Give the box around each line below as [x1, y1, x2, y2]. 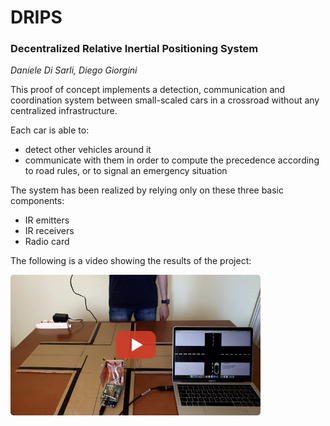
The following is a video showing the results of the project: [10, 255, 252, 267]
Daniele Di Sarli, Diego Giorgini [10, 64, 138, 76]
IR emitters [24, 214, 70, 226]
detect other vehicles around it [24, 144, 152, 156]
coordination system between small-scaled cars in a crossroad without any [10, 94, 320, 106]
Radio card [24, 236, 70, 248]
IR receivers [24, 225, 75, 237]
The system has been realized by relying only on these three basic [10, 184, 284, 196]
